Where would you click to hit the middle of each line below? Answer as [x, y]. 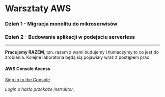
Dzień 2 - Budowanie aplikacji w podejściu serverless [70, 37]
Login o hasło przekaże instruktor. [40, 89]
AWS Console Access [28, 69]
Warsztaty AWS [38, 9]
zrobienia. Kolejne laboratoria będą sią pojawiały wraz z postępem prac [77, 57]
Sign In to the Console [27, 79]
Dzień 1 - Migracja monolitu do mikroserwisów [61, 24]
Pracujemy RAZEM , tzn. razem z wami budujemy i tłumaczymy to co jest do [82, 52]
